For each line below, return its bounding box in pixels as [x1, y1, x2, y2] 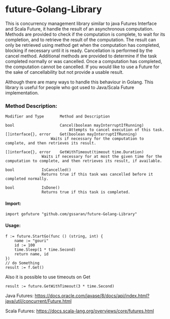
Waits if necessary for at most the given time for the [41, 154, 162, 159]
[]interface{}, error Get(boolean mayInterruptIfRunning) [5, 132, 138, 137]
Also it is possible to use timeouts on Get [5, 274, 90, 280]
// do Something [5, 260, 40, 266]
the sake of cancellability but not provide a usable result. [5, 69, 124, 75]
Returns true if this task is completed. [41, 190, 130, 195]
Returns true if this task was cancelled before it [41, 172, 153, 177]
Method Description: [5, 102, 57, 109]
